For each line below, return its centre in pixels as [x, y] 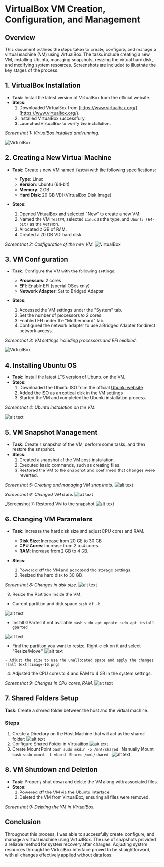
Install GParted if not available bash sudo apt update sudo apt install [83, 622]
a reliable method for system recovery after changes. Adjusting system [76, 844]
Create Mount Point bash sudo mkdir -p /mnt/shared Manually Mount [83, 749]
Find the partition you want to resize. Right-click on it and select [76, 646]
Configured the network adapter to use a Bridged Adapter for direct [87, 326]
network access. [36, 331]
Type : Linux [31, 179]
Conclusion [23, 822]
